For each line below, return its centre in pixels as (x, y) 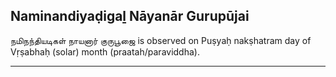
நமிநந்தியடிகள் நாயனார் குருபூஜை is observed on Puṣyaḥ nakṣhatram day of (161, 40)
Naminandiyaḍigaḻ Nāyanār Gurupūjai (130, 16)
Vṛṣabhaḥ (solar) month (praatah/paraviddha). (105, 51)
